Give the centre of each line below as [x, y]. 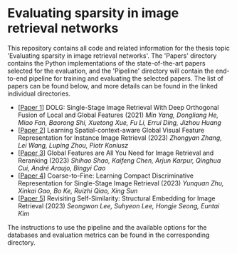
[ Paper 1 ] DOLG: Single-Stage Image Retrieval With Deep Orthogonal [118, 107]
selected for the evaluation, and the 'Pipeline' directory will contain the [111, 71]
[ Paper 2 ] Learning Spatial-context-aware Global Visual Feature [111, 130]
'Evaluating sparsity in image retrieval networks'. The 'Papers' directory [112, 56]
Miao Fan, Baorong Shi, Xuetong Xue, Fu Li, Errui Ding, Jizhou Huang [120, 122]
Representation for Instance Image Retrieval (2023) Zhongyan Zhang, [120, 138]
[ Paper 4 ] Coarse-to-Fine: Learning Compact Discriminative [106, 176]
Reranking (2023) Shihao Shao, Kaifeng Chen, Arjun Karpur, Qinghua [119, 160]
